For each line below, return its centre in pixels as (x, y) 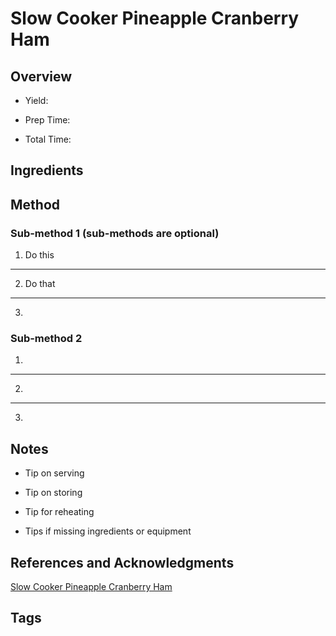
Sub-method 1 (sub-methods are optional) (115, 233)
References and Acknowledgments (122, 562)
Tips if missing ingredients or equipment (108, 531)
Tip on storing (53, 493)
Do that (40, 284)
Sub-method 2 (46, 338)
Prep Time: (47, 120)
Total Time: (48, 139)
